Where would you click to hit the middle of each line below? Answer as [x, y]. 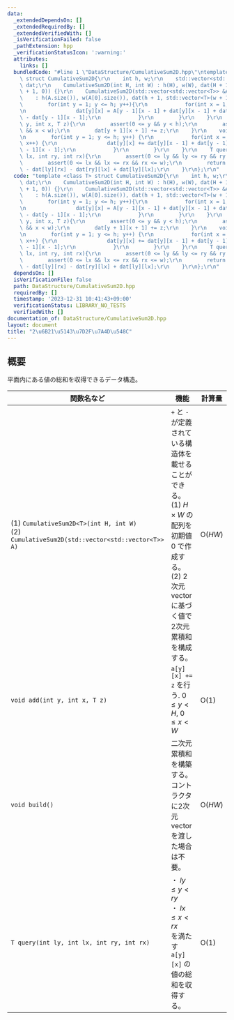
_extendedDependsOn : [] [48, 20]
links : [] [34, 66]
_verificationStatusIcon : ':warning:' [70, 53]
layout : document [32, 325]
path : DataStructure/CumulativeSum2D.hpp [75, 286]
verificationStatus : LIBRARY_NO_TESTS [70, 306]
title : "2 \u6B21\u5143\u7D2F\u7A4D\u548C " [70, 331]
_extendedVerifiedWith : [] [53, 33]
